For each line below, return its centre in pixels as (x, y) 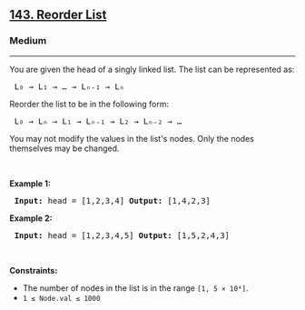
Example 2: (31, 218)
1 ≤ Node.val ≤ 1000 (61, 298)
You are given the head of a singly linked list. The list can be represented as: (152, 69)
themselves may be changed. (64, 148)
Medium (28, 41)
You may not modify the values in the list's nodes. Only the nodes (132, 138)
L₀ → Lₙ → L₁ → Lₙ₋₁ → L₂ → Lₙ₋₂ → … (98, 121)
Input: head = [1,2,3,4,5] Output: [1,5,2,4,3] (122, 235)
